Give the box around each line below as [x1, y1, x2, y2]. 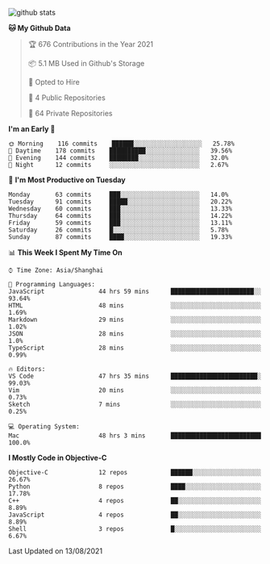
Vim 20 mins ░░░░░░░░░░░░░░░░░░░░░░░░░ [8, 386, 262, 395]
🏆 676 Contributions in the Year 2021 [27, 40, 154, 48]
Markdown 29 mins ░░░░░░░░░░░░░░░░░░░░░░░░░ [8, 315, 262, 324]
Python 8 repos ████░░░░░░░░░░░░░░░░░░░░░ [8, 483, 262, 491]
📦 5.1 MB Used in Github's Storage [27, 59, 145, 68]
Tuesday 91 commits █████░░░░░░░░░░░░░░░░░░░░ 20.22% [8, 198, 232, 206]
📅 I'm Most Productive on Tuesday [8, 175, 127, 185]
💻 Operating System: [8, 423, 81, 431]
